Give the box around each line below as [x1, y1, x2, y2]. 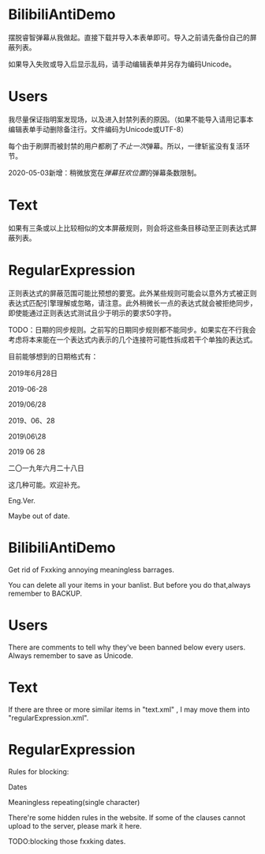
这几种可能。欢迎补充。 [8, 480, 84, 489]
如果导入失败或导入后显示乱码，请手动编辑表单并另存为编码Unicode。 [8, 59, 237, 69]
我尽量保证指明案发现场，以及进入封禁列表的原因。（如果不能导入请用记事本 [8, 115, 254, 124]
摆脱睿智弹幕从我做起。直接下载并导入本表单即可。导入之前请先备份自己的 [8, 32, 250, 42]
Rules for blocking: [8, 766, 69, 776]
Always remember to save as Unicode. [8, 650, 134, 660]
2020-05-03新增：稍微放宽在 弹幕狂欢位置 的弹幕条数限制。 [8, 167, 201, 177]
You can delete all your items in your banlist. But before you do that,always [8, 580, 251, 589]
